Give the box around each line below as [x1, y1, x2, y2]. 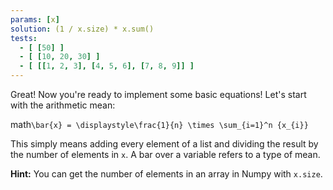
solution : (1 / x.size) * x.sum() [10, 24, 155, 34]
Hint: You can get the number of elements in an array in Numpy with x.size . [10, 168, 323, 180]
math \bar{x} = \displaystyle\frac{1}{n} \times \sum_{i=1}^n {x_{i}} [10, 119, 309, 130]
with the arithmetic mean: [10, 99, 116, 111]
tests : [10, 33, 38, 43]
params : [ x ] [10, 14, 60, 25]
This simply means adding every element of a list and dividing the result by [10, 138, 319, 150]
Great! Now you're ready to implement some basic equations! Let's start [10, 89, 307, 100]
